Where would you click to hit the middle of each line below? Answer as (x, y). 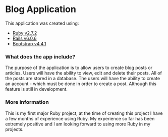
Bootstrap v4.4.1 (29, 43)
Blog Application (41, 9)
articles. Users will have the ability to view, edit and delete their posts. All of (84, 73)
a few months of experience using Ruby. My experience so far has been (80, 118)
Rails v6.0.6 (24, 38)
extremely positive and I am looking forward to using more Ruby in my (78, 124)
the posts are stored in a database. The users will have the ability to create (83, 79)
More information (27, 102)
